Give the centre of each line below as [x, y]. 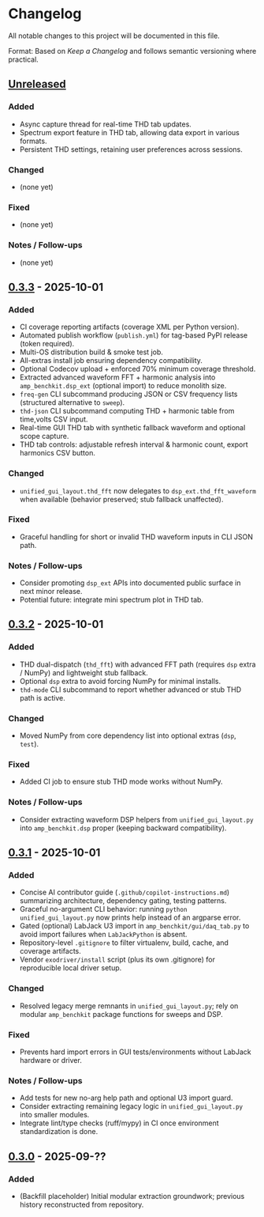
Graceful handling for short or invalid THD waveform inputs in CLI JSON [136, 537]
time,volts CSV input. [54, 419]
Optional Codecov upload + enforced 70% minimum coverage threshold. [138, 369]
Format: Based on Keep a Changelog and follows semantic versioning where [132, 51]
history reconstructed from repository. [82, 1204]
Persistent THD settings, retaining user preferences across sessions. [131, 149]
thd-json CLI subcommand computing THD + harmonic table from [127, 411]
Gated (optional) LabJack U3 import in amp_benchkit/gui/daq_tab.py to [134, 926]
